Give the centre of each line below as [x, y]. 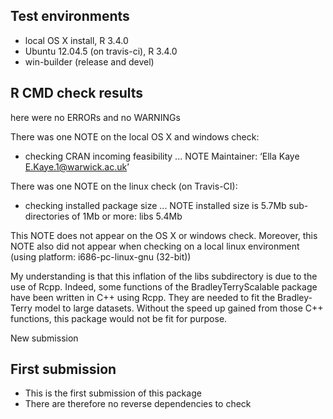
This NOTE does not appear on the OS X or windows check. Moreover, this [164, 235]
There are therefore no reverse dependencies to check [138, 404]
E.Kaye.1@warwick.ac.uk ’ [77, 166]
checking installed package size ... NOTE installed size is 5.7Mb [155, 205]
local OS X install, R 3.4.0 [76, 40]
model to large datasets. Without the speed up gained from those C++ [179, 308]
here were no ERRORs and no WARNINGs [95, 117]
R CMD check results [77, 93]
